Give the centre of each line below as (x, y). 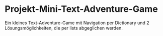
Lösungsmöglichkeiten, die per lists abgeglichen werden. (64, 28)
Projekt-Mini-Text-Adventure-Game (81, 9)
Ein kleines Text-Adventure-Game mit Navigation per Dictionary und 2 (77, 23)
